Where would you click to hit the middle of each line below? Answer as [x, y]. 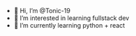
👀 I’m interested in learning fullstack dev [71, 18]
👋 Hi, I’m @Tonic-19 [42, 11]
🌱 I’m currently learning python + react [69, 25]
